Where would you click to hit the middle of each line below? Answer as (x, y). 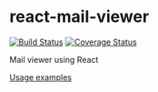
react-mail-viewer (79, 17)
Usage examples (41, 77)
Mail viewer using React (54, 59)
